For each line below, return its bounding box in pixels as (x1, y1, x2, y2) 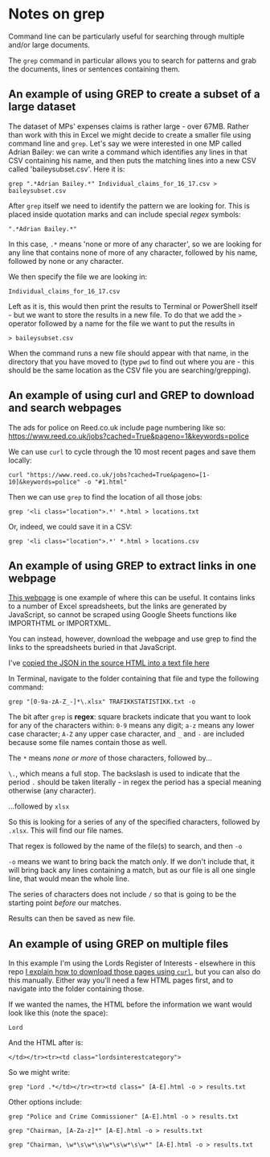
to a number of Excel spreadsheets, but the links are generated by (8, 601, 227, 611)
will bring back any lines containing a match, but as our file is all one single (8, 866, 256, 875)
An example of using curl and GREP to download (8, 389, 255, 402)
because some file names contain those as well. (8, 738, 167, 747)
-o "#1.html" (84, 478, 128, 486)
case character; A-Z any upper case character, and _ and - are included (8, 729, 245, 739)
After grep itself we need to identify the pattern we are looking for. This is (8, 200, 251, 210)
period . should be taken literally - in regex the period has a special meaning (8, 777, 262, 787)
